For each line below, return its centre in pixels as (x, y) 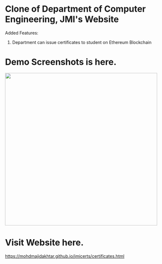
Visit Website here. (45, 243)
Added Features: (22, 33)
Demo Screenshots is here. (61, 62)
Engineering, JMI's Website (62, 19)
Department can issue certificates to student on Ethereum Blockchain (82, 42)
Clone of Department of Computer (75, 9)
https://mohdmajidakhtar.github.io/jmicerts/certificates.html (65, 256)
